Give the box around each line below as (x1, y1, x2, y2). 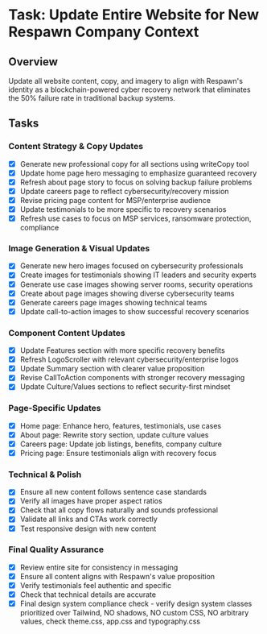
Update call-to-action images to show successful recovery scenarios (19, 306, 249, 316)
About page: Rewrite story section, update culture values (19, 429, 209, 440)
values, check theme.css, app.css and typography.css (19, 616, 201, 626)
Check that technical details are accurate (19, 590, 157, 599)
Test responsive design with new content (19, 524, 157, 533)
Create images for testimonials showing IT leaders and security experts (19, 270, 257, 280)
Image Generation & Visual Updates (8, 243, 150, 255)
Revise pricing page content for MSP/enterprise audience (19, 195, 212, 205)
